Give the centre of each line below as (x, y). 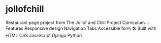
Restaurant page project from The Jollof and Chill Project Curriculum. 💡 (78, 22)
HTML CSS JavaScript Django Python (44, 35)
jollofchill (25, 9)
